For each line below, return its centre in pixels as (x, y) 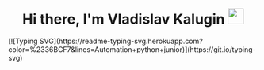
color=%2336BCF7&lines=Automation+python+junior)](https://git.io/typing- (132, 49)
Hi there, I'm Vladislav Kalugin (124, 19)
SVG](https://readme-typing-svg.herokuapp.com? (121, 41)
